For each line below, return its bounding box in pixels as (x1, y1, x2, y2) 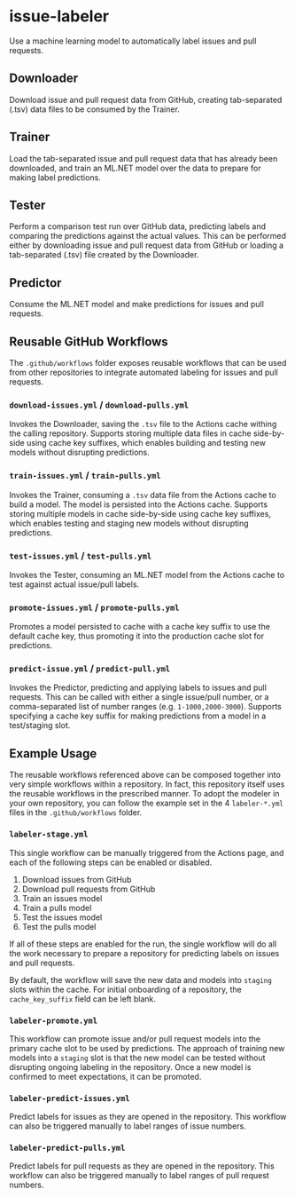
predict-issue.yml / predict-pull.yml (9, 662, 171, 675)
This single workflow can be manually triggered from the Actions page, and (9, 847, 284, 858)
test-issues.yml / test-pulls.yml (9, 549, 152, 561)
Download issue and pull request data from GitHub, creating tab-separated (9, 94, 283, 105)
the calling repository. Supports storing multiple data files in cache (9, 428, 252, 439)
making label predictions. (9, 171, 102, 183)
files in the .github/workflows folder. (9, 807, 143, 818)
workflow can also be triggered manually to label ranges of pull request (9, 1170, 270, 1181)
